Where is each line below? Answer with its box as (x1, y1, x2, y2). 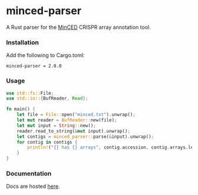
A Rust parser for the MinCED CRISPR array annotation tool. (6, 24, 151, 31)
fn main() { (6, 106, 35, 113)
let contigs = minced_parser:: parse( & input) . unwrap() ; (16, 134, 154, 140)
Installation (6, 38, 39, 47)
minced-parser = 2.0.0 (6, 63, 62, 69)
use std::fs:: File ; (6, 90, 54, 96)
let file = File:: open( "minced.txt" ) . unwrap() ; (16, 112, 136, 118)
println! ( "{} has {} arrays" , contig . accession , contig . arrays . (27, 144, 189, 151)
